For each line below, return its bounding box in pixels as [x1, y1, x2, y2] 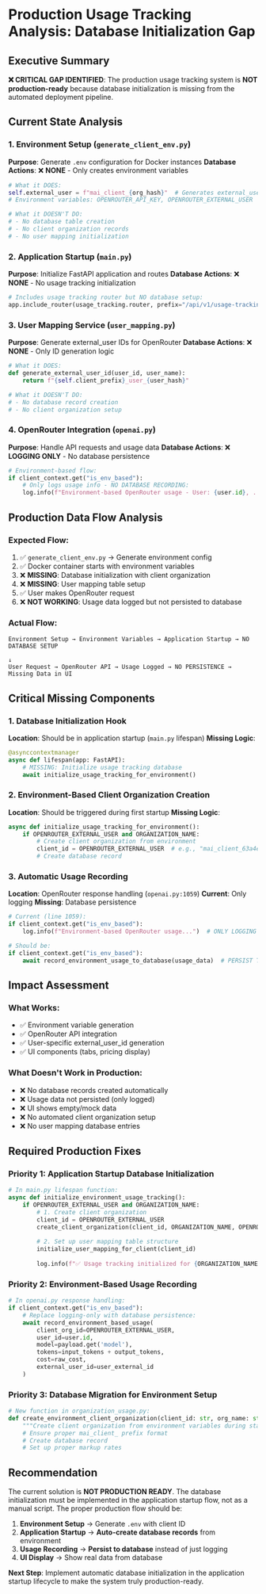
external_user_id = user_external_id [36, 1363, 154, 1371]
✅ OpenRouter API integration [19, 1029, 117, 1039]
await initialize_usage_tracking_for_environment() [22, 770, 196, 778]
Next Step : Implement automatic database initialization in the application [8, 1568, 245, 1578]
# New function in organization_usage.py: [8, 1407, 150, 1416]
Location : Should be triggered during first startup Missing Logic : [8, 807, 220, 817]
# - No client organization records [8, 225, 129, 233]
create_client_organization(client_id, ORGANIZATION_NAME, [36, 1223, 236, 1231]
